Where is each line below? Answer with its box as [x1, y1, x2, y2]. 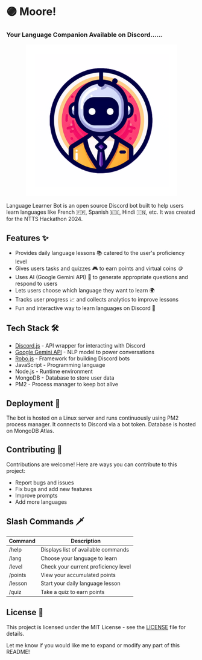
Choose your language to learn [40, 555, 118, 562]
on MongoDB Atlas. [6, 427, 54, 434]
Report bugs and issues [14, 479, 74, 486]
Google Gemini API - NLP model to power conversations [14, 349, 155, 356]
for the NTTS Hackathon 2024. [6, 216, 83, 223]
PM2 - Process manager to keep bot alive [14, 381, 119, 388]
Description [71, 537, 101, 545]
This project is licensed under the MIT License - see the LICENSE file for [6, 623, 186, 630]
